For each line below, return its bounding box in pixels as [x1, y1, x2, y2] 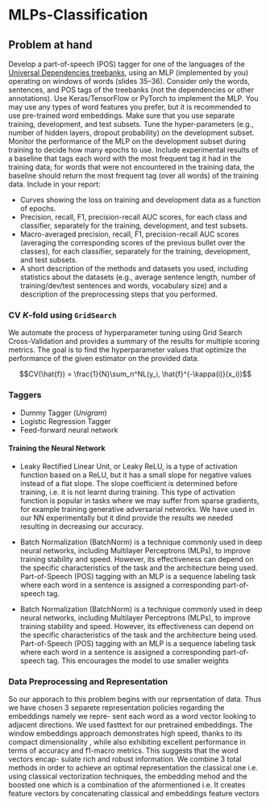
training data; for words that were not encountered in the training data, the [8, 162, 255, 171]
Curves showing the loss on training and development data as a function [19, 195, 261, 204]
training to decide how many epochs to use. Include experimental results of [8, 145, 259, 154]
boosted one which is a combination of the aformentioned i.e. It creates [8, 780, 246, 790]
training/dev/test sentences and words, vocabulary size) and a [19, 281, 228, 290]
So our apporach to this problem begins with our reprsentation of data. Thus [8, 695, 262, 704]
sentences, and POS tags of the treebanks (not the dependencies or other [8, 85, 255, 94]
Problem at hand [8, 38, 93, 52]
